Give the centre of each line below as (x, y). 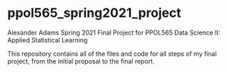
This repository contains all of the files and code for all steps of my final (112, 54)
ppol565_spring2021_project (94, 13)
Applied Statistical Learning (48, 40)
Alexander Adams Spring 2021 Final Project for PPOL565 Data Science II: (114, 32)
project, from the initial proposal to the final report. (81, 61)
